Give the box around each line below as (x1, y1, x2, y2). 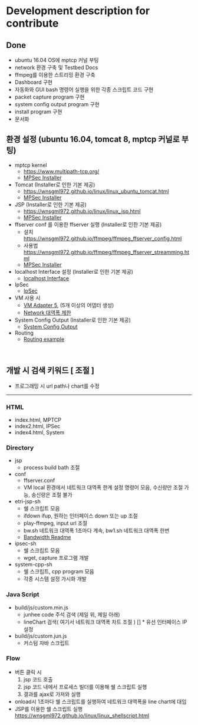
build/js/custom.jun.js (14, 632, 67, 639)
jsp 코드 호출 (23, 675, 53, 683)
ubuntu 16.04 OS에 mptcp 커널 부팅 (14, 57, 99, 63)
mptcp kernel (14, 161, 47, 169)
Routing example (23, 335, 65, 343)
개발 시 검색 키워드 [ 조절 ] (6, 366, 94, 376)
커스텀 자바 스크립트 (23, 639, 70, 647)
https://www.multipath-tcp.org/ (23, 168, 100, 175)
